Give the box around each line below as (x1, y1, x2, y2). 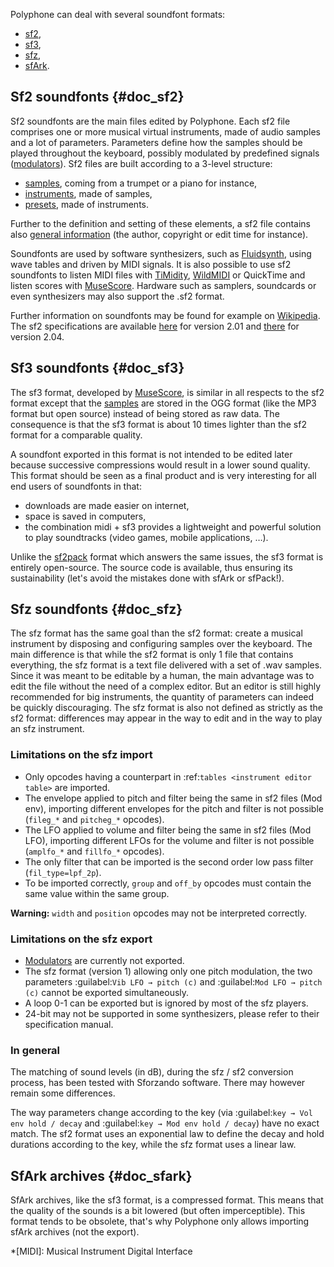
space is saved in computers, (24, 510, 147, 522)
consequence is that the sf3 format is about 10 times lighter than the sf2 (10, 418, 307, 430)
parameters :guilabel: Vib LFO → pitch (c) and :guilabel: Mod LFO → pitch (24, 976, 323, 988)
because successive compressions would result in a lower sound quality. (10, 459, 311, 471)
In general (10, 1043, 61, 1057)
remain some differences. (10, 1087, 116, 1099)
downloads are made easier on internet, (24, 499, 190, 511)
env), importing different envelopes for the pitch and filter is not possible (24, 802, 324, 814)
